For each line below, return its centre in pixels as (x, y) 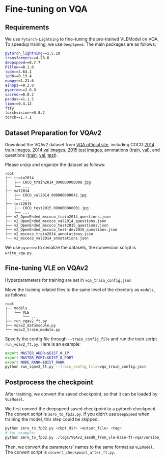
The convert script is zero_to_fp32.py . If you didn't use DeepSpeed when (77, 414)
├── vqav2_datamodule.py (30, 325)
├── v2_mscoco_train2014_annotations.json (49, 234)
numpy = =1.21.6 (20, 81)
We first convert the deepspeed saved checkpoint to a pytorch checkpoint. (81, 409)
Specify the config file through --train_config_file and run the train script (81, 339)
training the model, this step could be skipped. (52, 419)
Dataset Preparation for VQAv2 (53, 133)
